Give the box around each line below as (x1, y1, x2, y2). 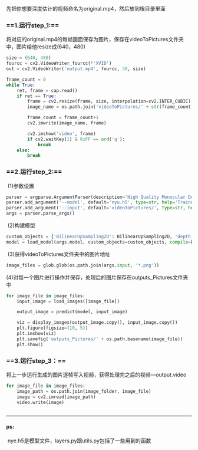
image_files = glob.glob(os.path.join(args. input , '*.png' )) (6, 262, 160, 268)
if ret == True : (16, 93, 57, 99)
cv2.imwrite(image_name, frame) (27, 120, 107, 126)
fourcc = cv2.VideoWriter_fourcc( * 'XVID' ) (6, 61, 112, 67)
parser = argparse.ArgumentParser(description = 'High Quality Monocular (6, 194, 186, 200)
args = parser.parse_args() (6, 211, 75, 216)
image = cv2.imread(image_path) (16, 394, 96, 400)
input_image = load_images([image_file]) (16, 298, 120, 304)
